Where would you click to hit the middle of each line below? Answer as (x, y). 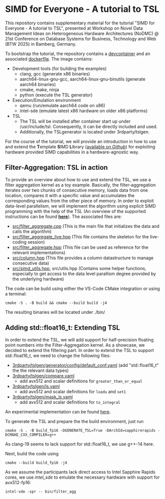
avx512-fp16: (18, 482)
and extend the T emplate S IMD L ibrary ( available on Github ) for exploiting (80, 146)
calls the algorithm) (32, 231)
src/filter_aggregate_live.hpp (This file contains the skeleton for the (81, 236)
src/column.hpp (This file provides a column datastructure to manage (83, 258)
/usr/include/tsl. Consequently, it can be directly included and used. (88, 126)
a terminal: (16, 293)
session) (36, 242)
